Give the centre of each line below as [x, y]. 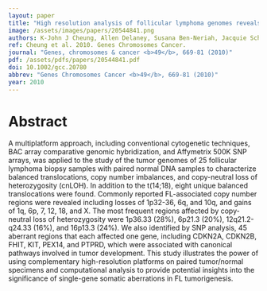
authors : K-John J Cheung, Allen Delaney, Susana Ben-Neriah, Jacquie [128, 38]
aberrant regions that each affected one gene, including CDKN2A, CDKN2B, [132, 236]
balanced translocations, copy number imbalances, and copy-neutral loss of [133, 177]
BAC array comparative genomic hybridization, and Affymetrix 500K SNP [128, 152]
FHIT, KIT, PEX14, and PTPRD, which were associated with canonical [120, 245]
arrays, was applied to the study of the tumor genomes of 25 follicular [122, 161]
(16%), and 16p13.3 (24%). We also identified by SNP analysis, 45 [140, 228]
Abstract [38, 121]
